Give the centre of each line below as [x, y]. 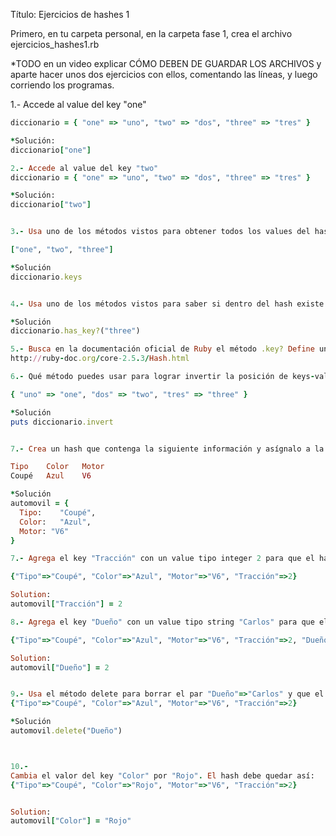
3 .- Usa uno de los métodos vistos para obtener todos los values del [160, 232]
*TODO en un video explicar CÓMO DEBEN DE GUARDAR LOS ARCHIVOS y [166, 63]
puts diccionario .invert [62, 422]
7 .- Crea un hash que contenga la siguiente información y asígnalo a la [167, 449]
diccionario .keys [46, 277]
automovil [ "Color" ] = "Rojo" [71, 821]
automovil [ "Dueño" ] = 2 [60, 667]
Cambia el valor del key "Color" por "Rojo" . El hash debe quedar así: [162, 775]
